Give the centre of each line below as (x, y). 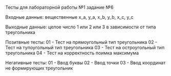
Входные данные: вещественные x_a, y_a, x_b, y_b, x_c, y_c (70, 17)
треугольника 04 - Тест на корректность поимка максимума (72, 53)
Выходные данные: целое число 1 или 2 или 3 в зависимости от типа (81, 27)
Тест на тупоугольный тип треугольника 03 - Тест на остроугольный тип (85, 47)
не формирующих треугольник (39, 68)
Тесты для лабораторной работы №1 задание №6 (59, 7)
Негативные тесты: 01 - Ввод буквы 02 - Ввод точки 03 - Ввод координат (85, 63)
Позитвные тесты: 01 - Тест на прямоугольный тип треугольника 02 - (81, 42)
